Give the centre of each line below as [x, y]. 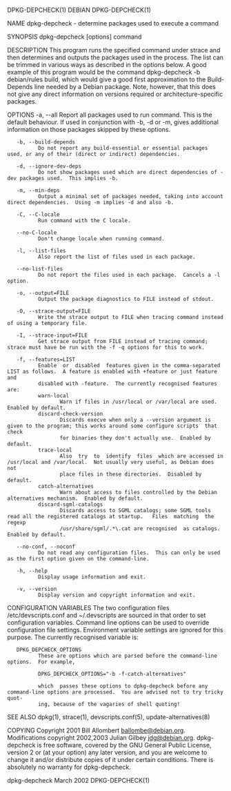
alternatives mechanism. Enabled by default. [75, 498]
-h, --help [32, 571]
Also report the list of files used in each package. [117, 257]
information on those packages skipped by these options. [89, 129]
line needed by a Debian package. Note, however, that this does [125, 87]
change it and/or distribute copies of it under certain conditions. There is [110, 760]
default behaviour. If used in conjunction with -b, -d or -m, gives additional [113, 122]
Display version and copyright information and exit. [117, 595]
